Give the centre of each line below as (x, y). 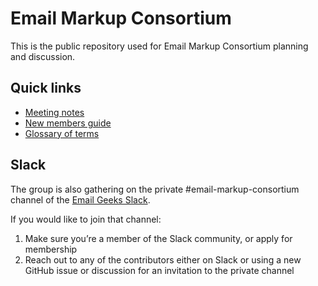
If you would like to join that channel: (86, 219)
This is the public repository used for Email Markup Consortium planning (159, 46)
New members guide (68, 123)
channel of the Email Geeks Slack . (80, 199)
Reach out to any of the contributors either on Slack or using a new (163, 259)
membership (51, 249)
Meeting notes (54, 112)
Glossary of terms (62, 133)
